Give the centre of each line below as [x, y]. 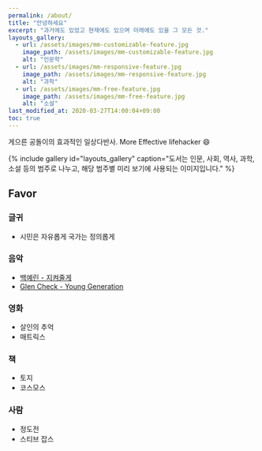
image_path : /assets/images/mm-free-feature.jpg [104, 96]
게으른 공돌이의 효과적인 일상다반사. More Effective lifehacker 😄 [109, 141]
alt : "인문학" [43, 60]
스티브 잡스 [37, 438]
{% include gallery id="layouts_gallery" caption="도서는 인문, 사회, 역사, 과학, [131, 158]
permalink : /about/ [40, 15]
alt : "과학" [40, 81]
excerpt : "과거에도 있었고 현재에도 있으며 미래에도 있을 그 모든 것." [109, 30]
